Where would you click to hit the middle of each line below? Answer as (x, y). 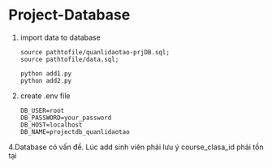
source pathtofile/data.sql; (69, 59)
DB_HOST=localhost (51, 125)
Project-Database (69, 15)
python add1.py (46, 73)
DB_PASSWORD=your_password (66, 118)
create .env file (45, 96)
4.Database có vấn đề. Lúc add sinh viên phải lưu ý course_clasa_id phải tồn (136, 147)
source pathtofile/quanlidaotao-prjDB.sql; (95, 52)
